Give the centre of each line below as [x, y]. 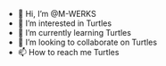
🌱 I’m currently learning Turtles [75, 33]
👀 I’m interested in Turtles [65, 23]
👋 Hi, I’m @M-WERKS [57, 14]
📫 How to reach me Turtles [68, 52]
